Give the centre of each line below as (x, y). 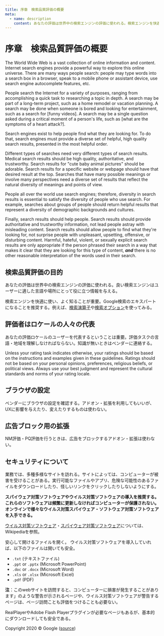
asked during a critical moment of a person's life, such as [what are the (77, 119)
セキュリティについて (37, 462)
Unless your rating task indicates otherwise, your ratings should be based (79, 353)
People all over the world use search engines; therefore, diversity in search (81, 194)
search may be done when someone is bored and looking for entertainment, (82, 109)
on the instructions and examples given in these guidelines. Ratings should (80, 358)
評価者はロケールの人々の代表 (50, 324)
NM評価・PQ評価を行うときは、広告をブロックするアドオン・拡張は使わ (78, 439)
